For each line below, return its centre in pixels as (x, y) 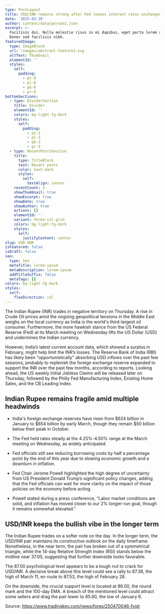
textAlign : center (46, 183)
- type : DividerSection (34, 101)
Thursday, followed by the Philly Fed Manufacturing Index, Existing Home (79, 378)
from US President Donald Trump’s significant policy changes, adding (82, 478)
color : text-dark (36, 169)
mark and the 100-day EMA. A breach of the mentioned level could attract (80, 591)
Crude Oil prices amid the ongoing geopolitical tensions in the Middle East (80, 316)
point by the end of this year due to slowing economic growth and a (81, 458)
